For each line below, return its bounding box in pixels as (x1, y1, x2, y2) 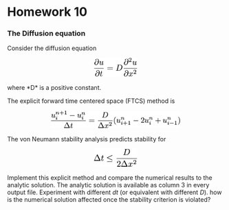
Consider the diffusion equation (7, 44, 97, 52)
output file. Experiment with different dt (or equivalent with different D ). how (7, 188, 222, 196)
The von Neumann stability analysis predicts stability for (7, 135, 166, 143)
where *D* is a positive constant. (7, 83, 102, 91)
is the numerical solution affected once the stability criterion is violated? (7, 196, 211, 204)
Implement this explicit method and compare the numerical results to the (7, 174, 212, 182)
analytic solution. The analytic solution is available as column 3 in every (7, 181, 210, 189)
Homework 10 (7, 4, 88, 20)
